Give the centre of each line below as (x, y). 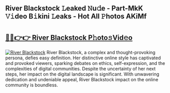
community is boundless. (32, 85)
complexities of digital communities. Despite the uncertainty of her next (80, 69)
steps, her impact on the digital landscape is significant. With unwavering (82, 74)
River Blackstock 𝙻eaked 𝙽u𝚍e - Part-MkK (74, 8)
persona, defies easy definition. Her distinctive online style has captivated (83, 58)
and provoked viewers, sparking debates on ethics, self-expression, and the (85, 63)
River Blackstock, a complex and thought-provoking (101, 52)
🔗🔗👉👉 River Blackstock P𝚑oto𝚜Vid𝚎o (69, 38)
